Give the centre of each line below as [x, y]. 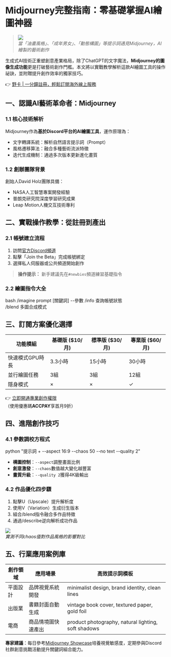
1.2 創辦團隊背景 [25, 169]
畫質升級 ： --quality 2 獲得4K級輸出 [50, 475]
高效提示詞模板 [115, 573]
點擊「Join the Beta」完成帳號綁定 [49, 257]
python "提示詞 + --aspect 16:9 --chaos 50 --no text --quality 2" [73, 451]
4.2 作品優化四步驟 [28, 489]
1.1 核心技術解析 [25, 119]
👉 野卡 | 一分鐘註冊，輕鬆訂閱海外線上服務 [51, 84]
